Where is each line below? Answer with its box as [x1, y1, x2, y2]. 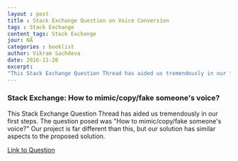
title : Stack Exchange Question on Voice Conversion [7, 17, 170, 24]
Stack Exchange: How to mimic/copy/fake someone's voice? [7, 93, 220, 103]
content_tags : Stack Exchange [7, 30, 97, 38]
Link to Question [7, 145, 55, 154]
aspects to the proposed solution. [7, 132, 106, 140]
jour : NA [7, 37, 33, 44]
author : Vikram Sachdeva [7, 50, 81, 57]
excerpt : [7, 63, 33, 70]
